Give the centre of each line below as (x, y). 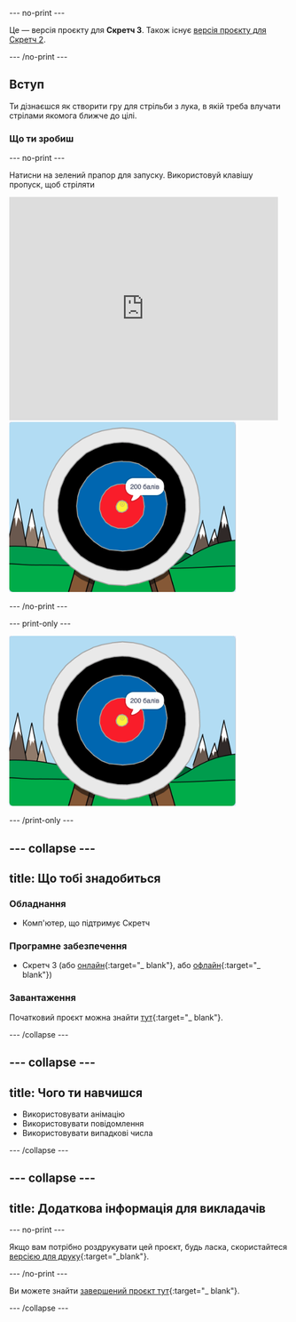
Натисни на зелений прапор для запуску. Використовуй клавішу (131, 175)
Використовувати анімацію (74, 1114)
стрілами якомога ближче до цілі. (73, 116)
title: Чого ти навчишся (76, 1093)
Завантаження (43, 998)
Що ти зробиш (42, 139)
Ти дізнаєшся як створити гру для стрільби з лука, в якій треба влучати (145, 106)
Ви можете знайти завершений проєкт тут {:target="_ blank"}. (125, 1291)
